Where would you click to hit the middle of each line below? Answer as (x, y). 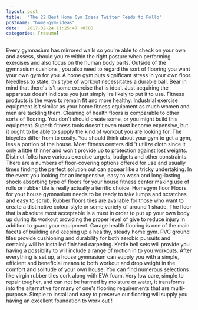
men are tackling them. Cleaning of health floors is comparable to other (93, 113)
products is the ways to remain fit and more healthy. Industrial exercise (92, 100)
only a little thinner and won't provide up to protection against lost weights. (97, 150)
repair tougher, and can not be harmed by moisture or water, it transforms (96, 282)
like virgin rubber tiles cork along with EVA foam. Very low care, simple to (95, 276)
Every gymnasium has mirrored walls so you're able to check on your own (96, 50)
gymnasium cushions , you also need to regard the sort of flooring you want (98, 69)
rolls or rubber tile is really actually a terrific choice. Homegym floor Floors (96, 188)
